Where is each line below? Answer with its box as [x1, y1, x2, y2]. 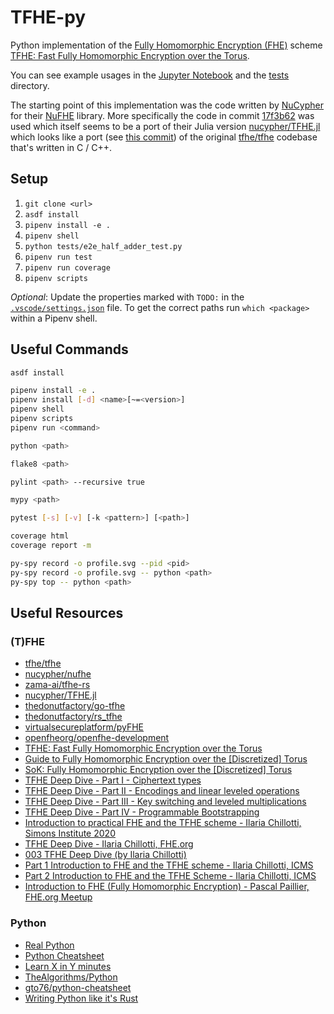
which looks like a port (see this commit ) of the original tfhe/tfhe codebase [10, 131, 318, 143]
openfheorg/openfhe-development [24, 732, 170, 744]
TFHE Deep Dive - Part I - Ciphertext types [24, 774, 202, 786]
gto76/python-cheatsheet [24, 981, 132, 993]
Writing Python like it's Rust [24, 992, 139, 1004]
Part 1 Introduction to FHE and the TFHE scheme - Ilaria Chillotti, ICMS [24, 859, 314, 871]
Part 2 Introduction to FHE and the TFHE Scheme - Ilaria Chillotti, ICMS [24, 870, 317, 882]
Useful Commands [10, 341, 129, 358]
